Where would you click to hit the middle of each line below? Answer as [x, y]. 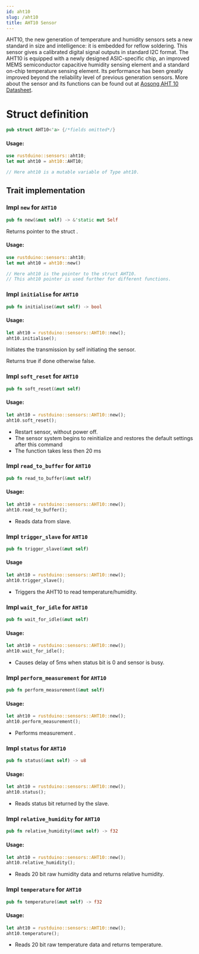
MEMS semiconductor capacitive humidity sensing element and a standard [98, 65]
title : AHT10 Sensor [32, 23]
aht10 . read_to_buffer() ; [37, 510]
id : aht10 [18, 12]
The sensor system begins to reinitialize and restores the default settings [104, 438]
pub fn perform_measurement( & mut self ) [56, 690]
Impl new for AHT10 [31, 207]
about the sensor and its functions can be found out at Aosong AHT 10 [92, 84]
